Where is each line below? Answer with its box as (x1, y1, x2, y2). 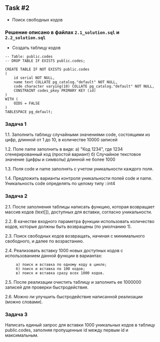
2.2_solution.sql (5, 35, 46, 40)
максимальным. (5, 332, 39, 338)
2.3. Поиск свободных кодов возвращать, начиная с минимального (5, 233, 145, 239)
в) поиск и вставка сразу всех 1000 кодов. (15, 271, 105, 275)
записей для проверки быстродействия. (5, 284, 88, 290)
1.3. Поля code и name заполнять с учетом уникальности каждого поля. (5, 166, 154, 172)
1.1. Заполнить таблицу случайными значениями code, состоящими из (5, 132, 150, 137)
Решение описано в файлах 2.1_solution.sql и (5, 29, 120, 35)
